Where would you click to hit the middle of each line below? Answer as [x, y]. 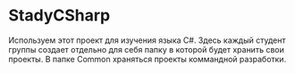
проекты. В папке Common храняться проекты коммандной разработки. [147, 59]
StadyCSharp [59, 16]
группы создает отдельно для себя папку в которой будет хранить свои [147, 49]
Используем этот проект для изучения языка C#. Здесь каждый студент [147, 40]
